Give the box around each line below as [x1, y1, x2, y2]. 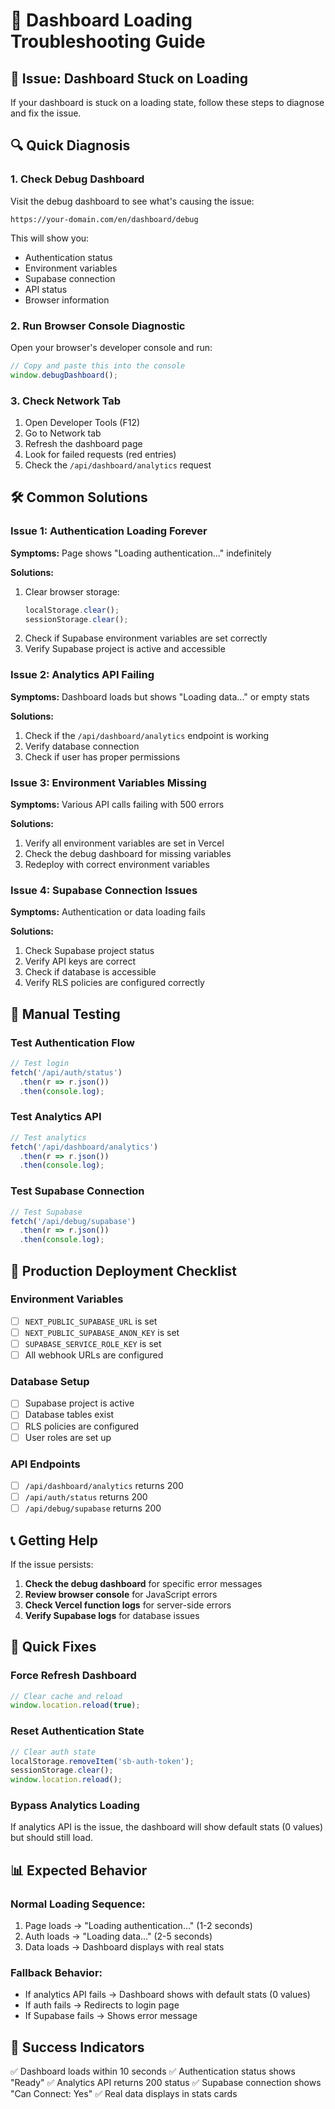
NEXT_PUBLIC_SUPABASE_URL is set [24, 1315, 158, 1327]
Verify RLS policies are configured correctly [24, 977, 205, 989]
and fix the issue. [10, 107, 82, 119]
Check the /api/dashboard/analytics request [24, 459, 212, 471]
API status [24, 283, 68, 295]
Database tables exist [24, 1409, 115, 1421]
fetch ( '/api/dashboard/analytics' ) [10, 1142, 159, 1152]
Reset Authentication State [10, 1724, 145, 1738]
